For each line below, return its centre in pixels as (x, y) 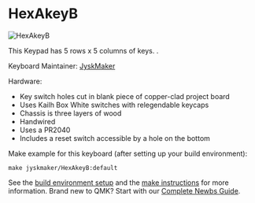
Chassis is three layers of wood (70, 113)
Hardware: (25, 81)
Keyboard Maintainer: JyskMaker (62, 66)
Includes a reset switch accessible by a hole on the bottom (115, 138)
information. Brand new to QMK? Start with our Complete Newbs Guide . (124, 190)
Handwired (37, 121)
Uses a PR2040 (45, 130)
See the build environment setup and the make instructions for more (119, 183)
